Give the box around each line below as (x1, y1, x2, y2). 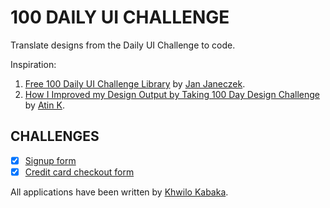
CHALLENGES (10, 128, 100, 145)
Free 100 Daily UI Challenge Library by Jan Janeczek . (24, 77, 246, 90)
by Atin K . (24, 99, 65, 111)
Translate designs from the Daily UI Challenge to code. (10, 39, 236, 51)
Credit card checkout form (24, 166, 135, 178)
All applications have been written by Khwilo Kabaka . (10, 186, 229, 198)
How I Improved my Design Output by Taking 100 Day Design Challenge (24, 88, 320, 100)
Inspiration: (10, 58, 57, 70)
